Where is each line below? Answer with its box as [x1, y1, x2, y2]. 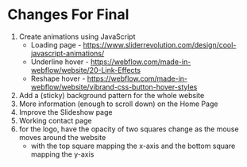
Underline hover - [30, 57, 89, 66]
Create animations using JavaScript [18, 32, 136, 41]
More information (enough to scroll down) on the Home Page [18, 99, 218, 108]
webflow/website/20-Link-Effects [30, 65, 141, 74]
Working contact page [18, 116, 92, 125]
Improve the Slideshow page [18, 107, 113, 116]
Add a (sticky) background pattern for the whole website [18, 90, 205, 100]
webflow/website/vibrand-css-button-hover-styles [30, 82, 198, 92]
